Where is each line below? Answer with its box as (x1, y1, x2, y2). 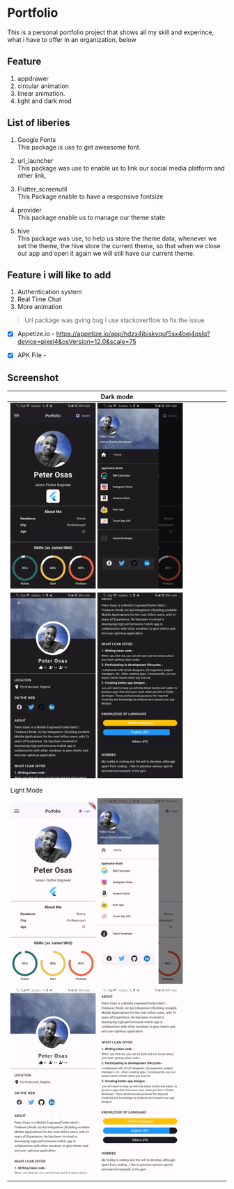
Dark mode (100, 392, 134, 401)
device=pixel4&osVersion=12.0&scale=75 (17, 338, 137, 346)
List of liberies (7, 117, 70, 129)
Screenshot (7, 372, 59, 384)
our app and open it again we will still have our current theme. (17, 249, 195, 257)
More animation (17, 303, 63, 311)
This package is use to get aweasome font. (17, 143, 141, 151)
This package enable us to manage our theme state (17, 213, 166, 222)
